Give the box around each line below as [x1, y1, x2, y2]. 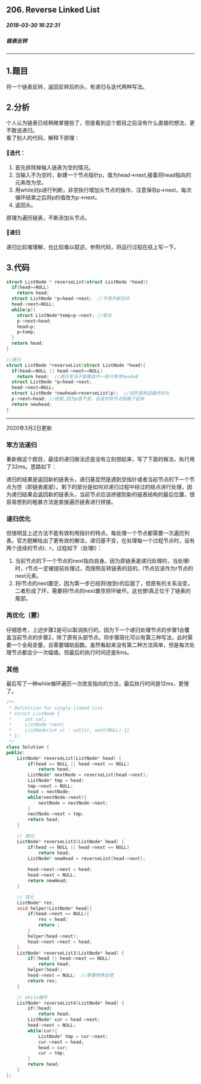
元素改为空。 [14, 178, 47, 186]
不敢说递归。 [6, 127, 38, 134]
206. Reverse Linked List [6, 5, 100, 15]
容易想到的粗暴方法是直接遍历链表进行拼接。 [6, 498, 117, 505]
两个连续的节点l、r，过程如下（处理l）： [6, 545, 103, 552]
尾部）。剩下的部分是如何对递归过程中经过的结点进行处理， [42, 483, 187, 490]
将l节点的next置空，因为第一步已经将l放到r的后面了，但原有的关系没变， [14, 580, 193, 587]
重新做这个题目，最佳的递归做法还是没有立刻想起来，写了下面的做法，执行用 [6, 456, 195, 462]
